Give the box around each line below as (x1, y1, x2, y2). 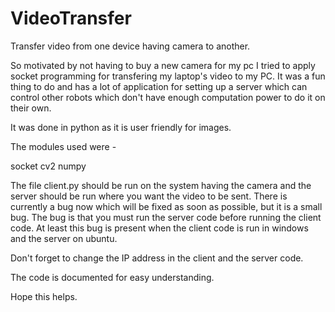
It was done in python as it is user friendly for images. (10, 121, 232, 133)
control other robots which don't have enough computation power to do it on (10, 91, 326, 103)
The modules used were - (10, 140, 117, 152)
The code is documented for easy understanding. (10, 271, 215, 283)
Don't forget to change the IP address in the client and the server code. (10, 252, 304, 264)
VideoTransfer (10, 7, 132, 30)
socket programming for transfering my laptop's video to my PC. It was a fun (10, 70, 326, 82)
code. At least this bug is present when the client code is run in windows (10, 222, 309, 234)
